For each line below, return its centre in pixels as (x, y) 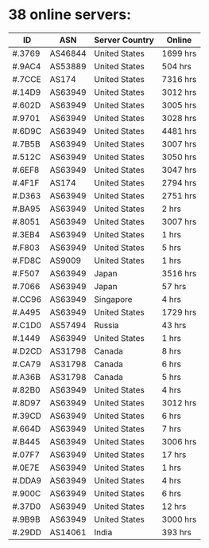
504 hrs (177, 66)
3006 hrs (179, 441)
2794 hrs (179, 182)
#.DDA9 (27, 480)
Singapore (113, 299)
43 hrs (174, 325)
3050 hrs (179, 157)
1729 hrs (179, 312)
